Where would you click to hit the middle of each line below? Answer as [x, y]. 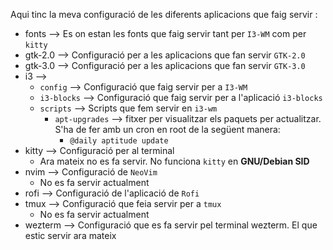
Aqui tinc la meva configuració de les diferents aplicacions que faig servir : [164, 14]
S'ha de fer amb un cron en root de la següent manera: [167, 129]
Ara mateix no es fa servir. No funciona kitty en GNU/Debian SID [174, 161]
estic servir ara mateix [70, 235]
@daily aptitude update [119, 141]
